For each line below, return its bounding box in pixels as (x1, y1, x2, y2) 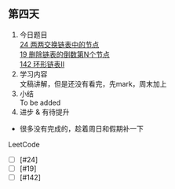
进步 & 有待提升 (19, 107, 70, 117)
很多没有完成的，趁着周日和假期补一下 (19, 124, 144, 133)
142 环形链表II (19, 59, 65, 69)
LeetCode (8, 139, 41, 149)
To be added (19, 98, 61, 107)
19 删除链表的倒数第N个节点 (19, 50, 110, 59)
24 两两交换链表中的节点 (19, 39, 100, 49)
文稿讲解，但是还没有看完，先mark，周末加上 (19, 79, 167, 88)
